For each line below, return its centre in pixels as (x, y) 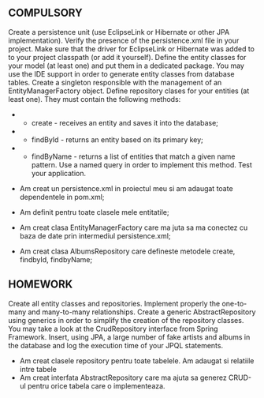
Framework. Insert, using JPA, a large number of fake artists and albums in (129, 337)
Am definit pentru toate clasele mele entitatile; (94, 212)
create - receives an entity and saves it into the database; (125, 122)
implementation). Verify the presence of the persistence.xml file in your (124, 40)
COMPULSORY (45, 13)
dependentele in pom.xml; (62, 197)
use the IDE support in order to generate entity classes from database (121, 73)
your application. (59, 173)
